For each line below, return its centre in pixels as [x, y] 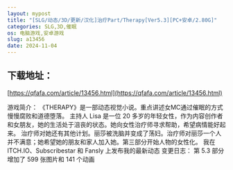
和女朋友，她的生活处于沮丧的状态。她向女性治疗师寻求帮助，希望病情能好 [113, 124]
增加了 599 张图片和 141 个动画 [51, 159]
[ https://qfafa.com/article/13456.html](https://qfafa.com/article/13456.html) [115, 93]
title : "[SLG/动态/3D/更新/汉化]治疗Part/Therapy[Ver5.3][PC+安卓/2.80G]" [112, 20]
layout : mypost [29, 14]
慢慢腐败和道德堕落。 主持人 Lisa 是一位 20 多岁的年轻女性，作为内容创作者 [115, 116]
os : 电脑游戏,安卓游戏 [36, 33]
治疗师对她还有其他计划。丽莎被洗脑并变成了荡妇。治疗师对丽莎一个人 [121, 133]
